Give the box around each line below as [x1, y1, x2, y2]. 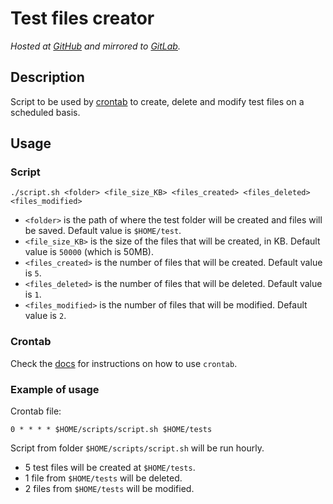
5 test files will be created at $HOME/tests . [24, 462, 196, 474]
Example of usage [10, 382, 100, 396]
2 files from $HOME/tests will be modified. [24, 483, 195, 495]
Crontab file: [10, 405, 62, 417]
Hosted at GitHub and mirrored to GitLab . [10, 40, 181, 52]
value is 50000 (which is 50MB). [24, 246, 154, 258]
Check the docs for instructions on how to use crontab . [10, 357, 238, 369]
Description [10, 69, 85, 86]
